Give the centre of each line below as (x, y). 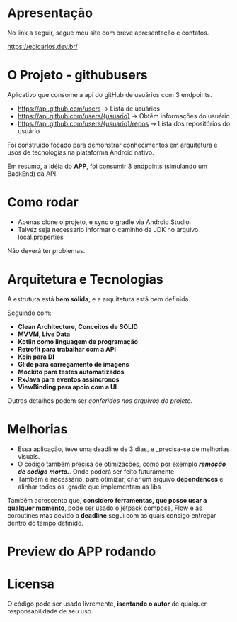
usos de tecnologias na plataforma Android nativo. (81, 152)
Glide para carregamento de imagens (73, 364)
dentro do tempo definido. (45, 523)
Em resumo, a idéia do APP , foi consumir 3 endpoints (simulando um (107, 166)
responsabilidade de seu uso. (50, 611)
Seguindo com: (29, 313)
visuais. (29, 456)
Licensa (31, 584)
